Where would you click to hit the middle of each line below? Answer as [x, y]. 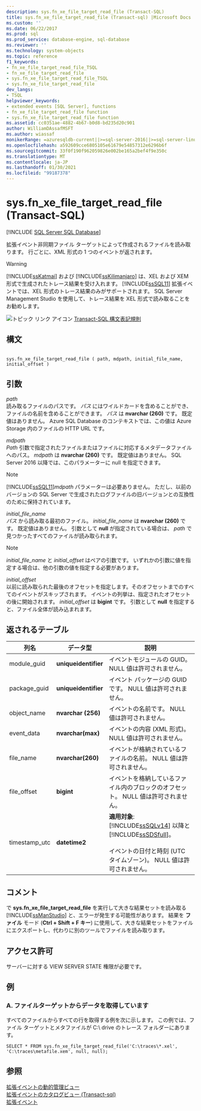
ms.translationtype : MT [36, 156]
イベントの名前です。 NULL [147, 709]
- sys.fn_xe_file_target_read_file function [63, 117]
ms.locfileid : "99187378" [38, 173]
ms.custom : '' [24, 23]
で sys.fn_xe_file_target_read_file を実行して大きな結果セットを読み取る [96, 908]
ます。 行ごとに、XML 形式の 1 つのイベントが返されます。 [83, 251]
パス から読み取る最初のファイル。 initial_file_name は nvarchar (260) [93, 521]
